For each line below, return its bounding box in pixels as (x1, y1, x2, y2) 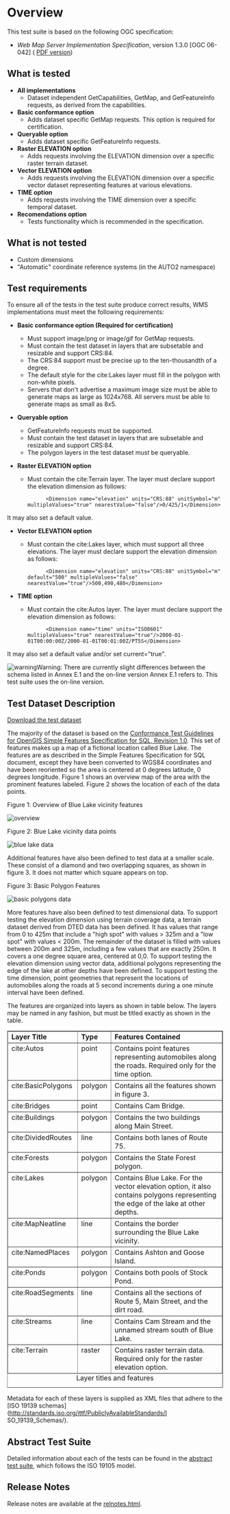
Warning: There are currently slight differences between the (36, 663, 206, 671)
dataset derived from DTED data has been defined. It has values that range (7, 923, 218, 931)
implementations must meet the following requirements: (7, 308, 164, 316)
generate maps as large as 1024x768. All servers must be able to (27, 393, 210, 401)
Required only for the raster (114, 1354, 203, 1364)
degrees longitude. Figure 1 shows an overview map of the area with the (7, 773, 211, 781)
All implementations (16, 86, 76, 94)
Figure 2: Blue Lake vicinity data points (7, 828, 116, 836)
